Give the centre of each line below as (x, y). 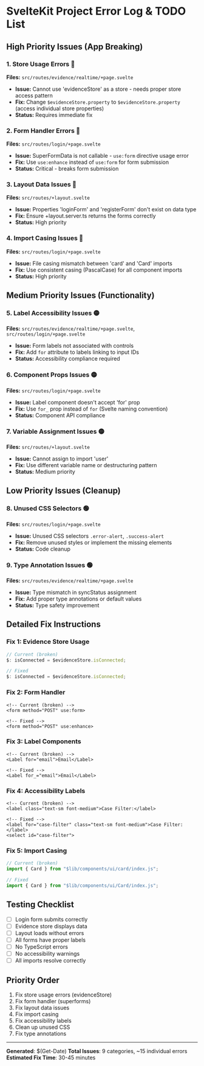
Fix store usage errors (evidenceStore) (63, 995)
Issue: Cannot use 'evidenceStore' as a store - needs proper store (98, 89)
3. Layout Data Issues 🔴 (42, 185)
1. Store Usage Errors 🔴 (41, 64)
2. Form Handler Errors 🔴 (43, 130)
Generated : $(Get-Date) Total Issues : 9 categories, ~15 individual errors (97, 1051)
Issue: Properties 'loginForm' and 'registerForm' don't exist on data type (106, 210)
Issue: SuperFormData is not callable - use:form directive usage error (102, 156)
